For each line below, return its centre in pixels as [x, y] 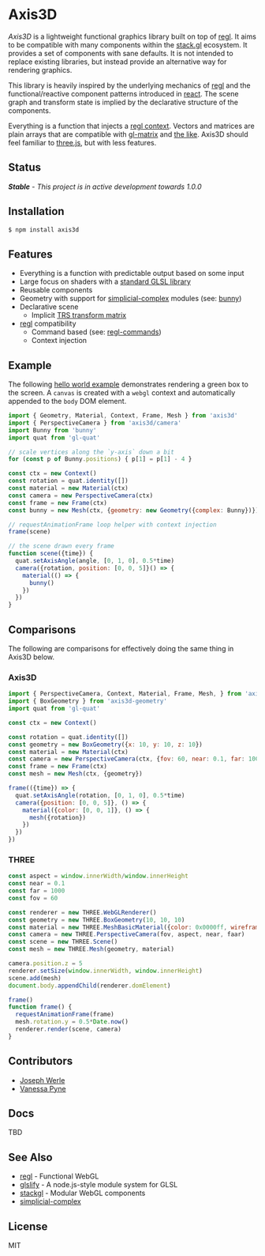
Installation [36, 211]
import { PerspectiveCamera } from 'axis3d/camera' [95, 423]
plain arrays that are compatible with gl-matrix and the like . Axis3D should [128, 134]
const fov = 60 [33, 898]
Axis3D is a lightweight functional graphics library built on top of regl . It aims [132, 36]
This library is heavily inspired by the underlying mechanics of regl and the [129, 85]
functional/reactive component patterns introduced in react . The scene [123, 93]
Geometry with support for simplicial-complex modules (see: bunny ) [131, 299]
